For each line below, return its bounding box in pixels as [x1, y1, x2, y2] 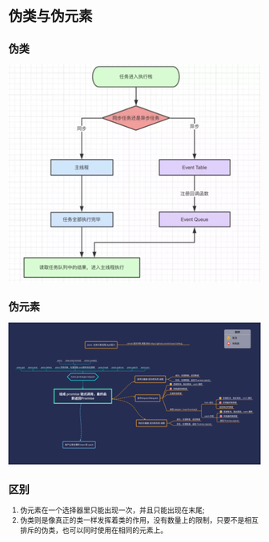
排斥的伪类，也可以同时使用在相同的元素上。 [19, 525, 168, 535]
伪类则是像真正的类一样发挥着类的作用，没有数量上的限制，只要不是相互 [19, 516, 259, 525]
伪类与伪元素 [8, 7, 94, 26]
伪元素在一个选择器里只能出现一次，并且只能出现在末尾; [19, 505, 206, 515]
